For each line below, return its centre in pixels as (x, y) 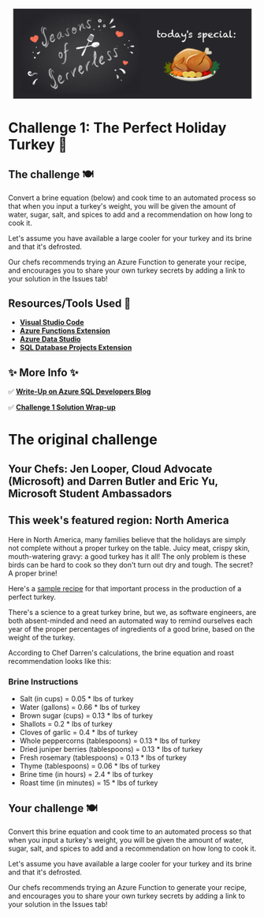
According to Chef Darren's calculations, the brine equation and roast (121, 652)
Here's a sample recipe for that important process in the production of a (125, 588)
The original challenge (83, 440)
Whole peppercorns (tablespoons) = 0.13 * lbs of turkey (110, 741)
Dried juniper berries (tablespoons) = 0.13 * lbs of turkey (111, 749)
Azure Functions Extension (65, 331)
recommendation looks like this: (60, 661)
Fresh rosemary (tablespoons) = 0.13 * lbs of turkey (103, 757)
